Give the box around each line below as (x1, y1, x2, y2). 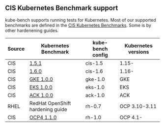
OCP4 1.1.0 (29, 114, 57, 121)
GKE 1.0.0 (29, 76, 53, 83)
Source (7, 45, 25, 52)
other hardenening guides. (5, 27, 59, 33)
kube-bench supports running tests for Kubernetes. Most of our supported (5, 17, 156, 23)
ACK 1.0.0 (29, 92, 54, 98)
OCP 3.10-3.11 (119, 103, 157, 110)
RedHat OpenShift (29, 99, 71, 106)
